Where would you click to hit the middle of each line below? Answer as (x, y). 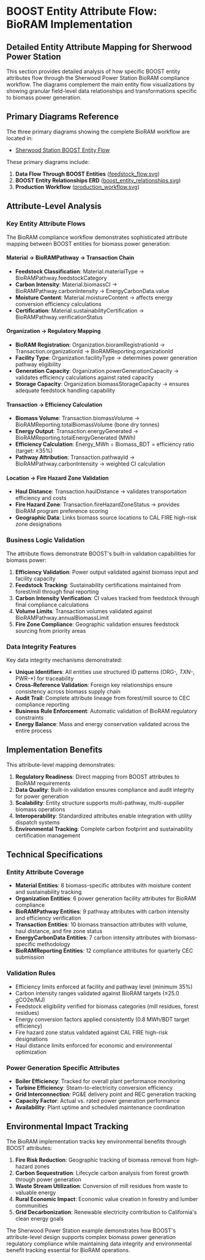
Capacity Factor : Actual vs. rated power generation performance (97, 1101)
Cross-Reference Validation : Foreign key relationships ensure (94, 685)
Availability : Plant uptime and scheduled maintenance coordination (100, 1107)
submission (30, 957)
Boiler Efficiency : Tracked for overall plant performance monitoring (100, 1081)
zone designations (39, 524)
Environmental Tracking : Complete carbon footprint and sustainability (104, 829)
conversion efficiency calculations (58, 304)
